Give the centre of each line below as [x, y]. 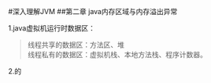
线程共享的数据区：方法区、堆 [76, 45]
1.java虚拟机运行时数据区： [52, 28]
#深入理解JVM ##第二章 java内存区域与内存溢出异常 [93, 11]
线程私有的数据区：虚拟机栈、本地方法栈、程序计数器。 [117, 54]
